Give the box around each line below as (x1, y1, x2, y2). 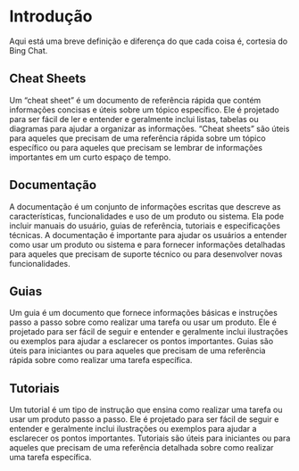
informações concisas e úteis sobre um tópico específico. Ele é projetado (9, 104, 279, 115)
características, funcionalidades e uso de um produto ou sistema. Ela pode (9, 211, 284, 221)
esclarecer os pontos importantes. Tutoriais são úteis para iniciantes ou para (9, 433, 291, 443)
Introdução (9, 6, 93, 27)
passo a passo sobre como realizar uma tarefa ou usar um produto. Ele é (9, 317, 277, 327)
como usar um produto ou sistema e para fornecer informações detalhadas (9, 239, 286, 250)
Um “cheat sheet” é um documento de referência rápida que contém (9, 95, 262, 105)
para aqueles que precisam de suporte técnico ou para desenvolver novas (9, 248, 283, 260)
